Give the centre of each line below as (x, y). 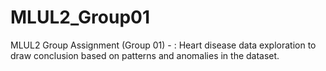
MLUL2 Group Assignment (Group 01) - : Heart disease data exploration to (163, 45)
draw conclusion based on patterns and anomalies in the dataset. (145, 55)
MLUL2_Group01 (80, 17)
